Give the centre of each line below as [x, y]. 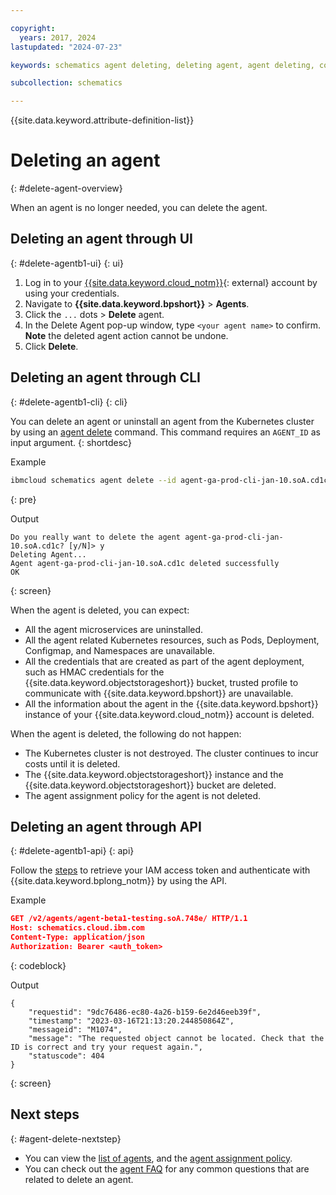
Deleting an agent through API [106, 826]
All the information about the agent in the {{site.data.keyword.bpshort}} [171, 703]
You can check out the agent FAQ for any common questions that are [167, 1168]
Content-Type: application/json [77, 937]
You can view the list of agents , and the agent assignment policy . [158, 1158]
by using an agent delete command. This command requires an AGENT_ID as [165, 432]
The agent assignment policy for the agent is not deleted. [143, 795]
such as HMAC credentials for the [94, 672]
